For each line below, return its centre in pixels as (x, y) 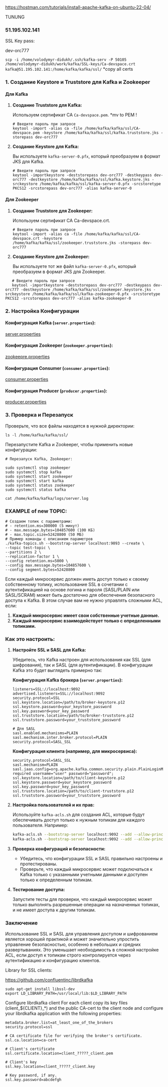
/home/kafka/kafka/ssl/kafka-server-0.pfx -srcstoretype (100, 184)
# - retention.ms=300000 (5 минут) (42, 526)
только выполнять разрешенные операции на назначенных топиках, (86, 905)
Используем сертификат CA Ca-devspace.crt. (61, 220)
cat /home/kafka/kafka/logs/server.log (47, 498)
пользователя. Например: (40, 826)
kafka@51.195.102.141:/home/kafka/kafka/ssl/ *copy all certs (69, 69)
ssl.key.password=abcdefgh (33, 1080)
